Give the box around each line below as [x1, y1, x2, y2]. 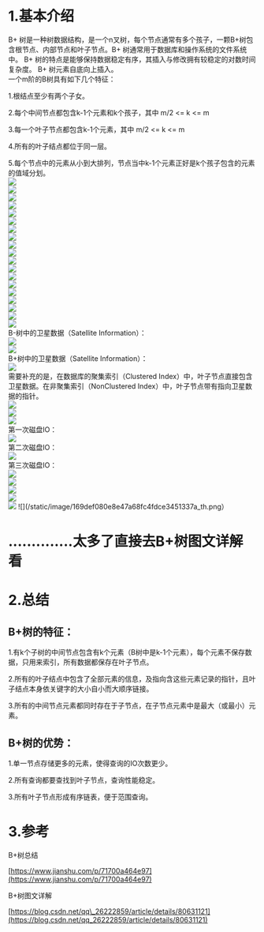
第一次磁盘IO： [8, 424, 58, 434]
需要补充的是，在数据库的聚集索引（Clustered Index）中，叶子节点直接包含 [8, 371, 253, 381]
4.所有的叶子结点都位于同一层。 [8, 141, 112, 151]
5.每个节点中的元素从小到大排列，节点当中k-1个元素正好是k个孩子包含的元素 [8, 158, 255, 167]
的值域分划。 [8, 167, 50, 178]
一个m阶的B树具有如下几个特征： [8, 74, 116, 84]
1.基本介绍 [8, 7, 75, 25]
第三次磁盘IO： [8, 460, 58, 470]
